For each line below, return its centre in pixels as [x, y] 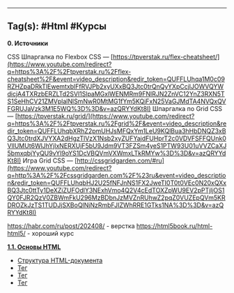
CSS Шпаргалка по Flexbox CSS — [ [60, 57]
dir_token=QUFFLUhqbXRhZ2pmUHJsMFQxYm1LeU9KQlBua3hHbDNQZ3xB [117, 130]
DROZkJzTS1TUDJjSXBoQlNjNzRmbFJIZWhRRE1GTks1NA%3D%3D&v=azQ [116, 205]
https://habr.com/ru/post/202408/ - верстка [71, 226]
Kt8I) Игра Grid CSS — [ [42, 160]
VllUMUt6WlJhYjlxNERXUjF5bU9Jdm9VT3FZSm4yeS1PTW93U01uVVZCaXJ [117, 145]
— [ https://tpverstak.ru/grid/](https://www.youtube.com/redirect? [101, 116]
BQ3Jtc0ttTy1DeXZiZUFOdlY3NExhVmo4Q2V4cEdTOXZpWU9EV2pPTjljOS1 [116, 190]
